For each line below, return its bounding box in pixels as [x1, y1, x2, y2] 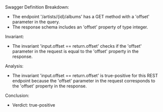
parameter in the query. [12, 19, 60, 25]
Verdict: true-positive [12, 102, 55, 108]
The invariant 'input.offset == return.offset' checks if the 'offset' [12, 43, 142, 49]
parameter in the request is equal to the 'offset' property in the [12, 49, 139, 54]
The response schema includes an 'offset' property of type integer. [12, 24, 148, 30]
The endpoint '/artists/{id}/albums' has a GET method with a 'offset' [12, 14, 150, 19]
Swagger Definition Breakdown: [5, 4, 70, 10]
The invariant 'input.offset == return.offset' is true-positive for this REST [12, 73, 158, 78]
